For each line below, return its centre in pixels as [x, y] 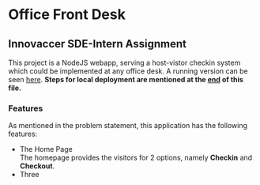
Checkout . [37, 166]
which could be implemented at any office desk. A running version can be [128, 71]
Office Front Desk [67, 15]
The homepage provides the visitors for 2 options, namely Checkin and [136, 158]
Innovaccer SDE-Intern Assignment [98, 44]
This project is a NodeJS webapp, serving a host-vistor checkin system [124, 62]
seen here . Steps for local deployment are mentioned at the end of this [126, 79]
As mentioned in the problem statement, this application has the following [128, 126]
